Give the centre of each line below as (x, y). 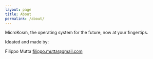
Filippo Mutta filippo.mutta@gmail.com (44, 51)
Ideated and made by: (27, 42)
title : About (18, 14)
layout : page (18, 10)
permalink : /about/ (25, 19)
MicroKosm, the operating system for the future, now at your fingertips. (77, 33)
